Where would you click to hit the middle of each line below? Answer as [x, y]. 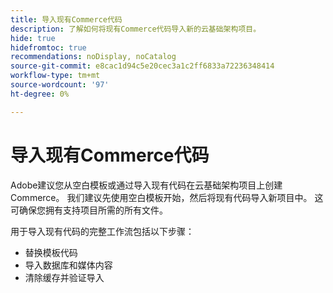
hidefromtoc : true [48, 47]
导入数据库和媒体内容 [68, 265]
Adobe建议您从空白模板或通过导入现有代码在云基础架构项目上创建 [146, 185]
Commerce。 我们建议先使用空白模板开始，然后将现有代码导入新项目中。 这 [167, 197]
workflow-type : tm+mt [55, 76]
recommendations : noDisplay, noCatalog [93, 57]
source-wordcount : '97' [60, 85]
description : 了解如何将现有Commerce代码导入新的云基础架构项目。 [136, 29]
